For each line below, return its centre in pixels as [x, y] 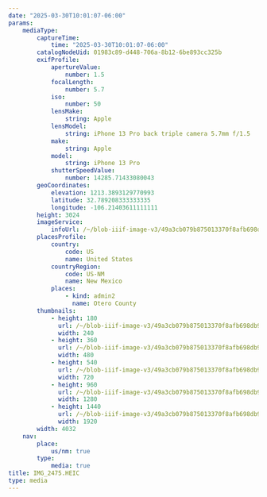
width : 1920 [78, 422]
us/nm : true [70, 451]
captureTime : [58, 38]
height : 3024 [58, 215]
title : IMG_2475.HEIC [44, 473]
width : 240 [76, 333]
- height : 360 [74, 341]
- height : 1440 [76, 407]
